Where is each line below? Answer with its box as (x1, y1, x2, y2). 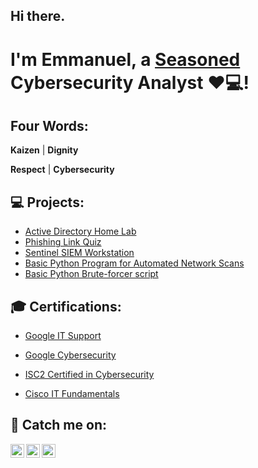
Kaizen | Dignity (10, 144, 79, 156)
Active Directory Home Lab (24, 225, 137, 238)
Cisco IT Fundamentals (24, 388, 120, 400)
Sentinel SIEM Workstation (24, 247, 135, 259)
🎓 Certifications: (10, 298, 122, 315)
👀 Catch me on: (10, 417, 107, 434)
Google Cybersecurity (24, 349, 117, 361)
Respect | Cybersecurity (10, 164, 115, 176)
